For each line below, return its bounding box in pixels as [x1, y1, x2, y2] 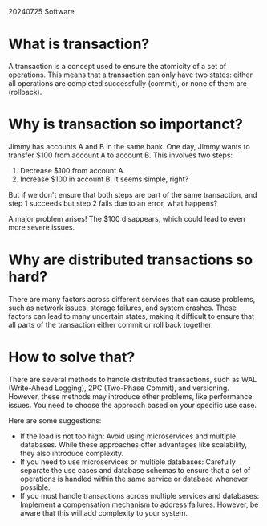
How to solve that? [8, 349, 136, 366]
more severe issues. [8, 222, 75, 232]
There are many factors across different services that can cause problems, [8, 294, 256, 304]
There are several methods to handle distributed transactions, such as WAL [8, 374, 257, 384]
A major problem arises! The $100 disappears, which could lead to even [8, 214, 246, 223]
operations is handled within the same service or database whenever [19, 474, 249, 483]
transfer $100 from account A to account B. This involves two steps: [8, 150, 233, 160]
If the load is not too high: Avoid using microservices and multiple [19, 431, 237, 441]
